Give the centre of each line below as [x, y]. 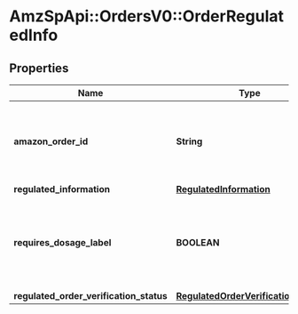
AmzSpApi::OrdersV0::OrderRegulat [147, 16]
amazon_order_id [51, 141]
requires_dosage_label [63, 242]
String [189, 141]
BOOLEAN [198, 242]
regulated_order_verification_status [91, 296]
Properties [39, 68]
